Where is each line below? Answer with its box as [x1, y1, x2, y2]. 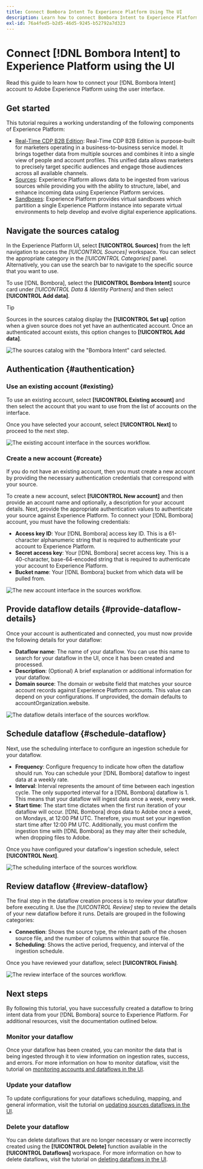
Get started [6, 103, 50, 113]
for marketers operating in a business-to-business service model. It [14, 144, 183, 151]
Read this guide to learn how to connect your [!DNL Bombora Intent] [6, 79, 176, 87]
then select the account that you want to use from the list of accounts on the [6, 402, 197, 409]
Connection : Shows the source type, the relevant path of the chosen [14, 928, 187, 936]
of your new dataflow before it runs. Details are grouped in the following [6, 910, 185, 918]
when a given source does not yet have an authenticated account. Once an [6, 322, 193, 329]
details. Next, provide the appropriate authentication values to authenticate [6, 505, 193, 512]
